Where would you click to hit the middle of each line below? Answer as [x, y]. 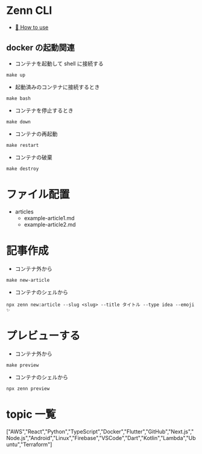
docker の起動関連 [41, 48]
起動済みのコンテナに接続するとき [57, 87]
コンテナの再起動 [36, 134]
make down [19, 122]
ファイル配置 [38, 194]
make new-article [28, 280]
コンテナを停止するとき [44, 110]
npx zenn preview [28, 388]
